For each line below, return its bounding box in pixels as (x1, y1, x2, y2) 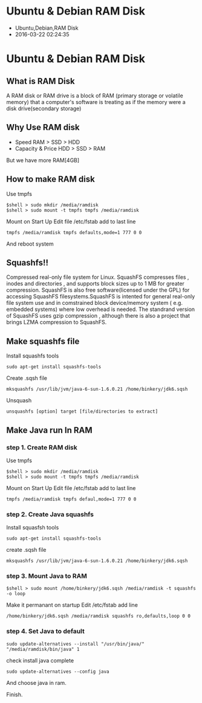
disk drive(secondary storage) (6, 105, 82, 112)
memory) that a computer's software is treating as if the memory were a (6, 98, 186, 105)
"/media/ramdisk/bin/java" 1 (6, 646, 80, 652)
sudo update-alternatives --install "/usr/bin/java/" (6, 641, 145, 647)
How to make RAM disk (6, 174, 95, 185)
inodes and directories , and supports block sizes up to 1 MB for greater (6, 280, 184, 287)
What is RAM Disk (6, 76, 75, 86)
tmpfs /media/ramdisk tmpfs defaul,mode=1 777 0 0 (6, 496, 137, 502)
